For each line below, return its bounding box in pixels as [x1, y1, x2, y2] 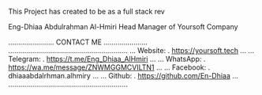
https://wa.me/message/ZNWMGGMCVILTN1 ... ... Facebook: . [8, 63, 211, 72]
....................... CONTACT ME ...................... [8, 37, 148, 47]
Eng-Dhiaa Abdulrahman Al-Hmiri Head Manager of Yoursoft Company [8, 22, 238, 31]
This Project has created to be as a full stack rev [8, 7, 166, 16]
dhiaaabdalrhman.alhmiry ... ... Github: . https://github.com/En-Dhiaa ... [8, 71, 239, 80]
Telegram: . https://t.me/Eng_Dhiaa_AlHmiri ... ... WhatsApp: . [8, 55, 206, 63]
